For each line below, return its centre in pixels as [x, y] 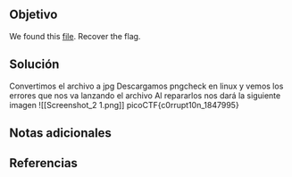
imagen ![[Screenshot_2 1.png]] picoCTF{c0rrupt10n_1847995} [124, 105]
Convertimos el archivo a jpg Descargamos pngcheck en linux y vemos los [146, 86]
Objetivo [33, 15]
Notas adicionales [60, 133]
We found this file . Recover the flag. [75, 36]
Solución [34, 65]
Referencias [44, 163]
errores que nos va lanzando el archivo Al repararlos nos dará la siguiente [145, 95]
